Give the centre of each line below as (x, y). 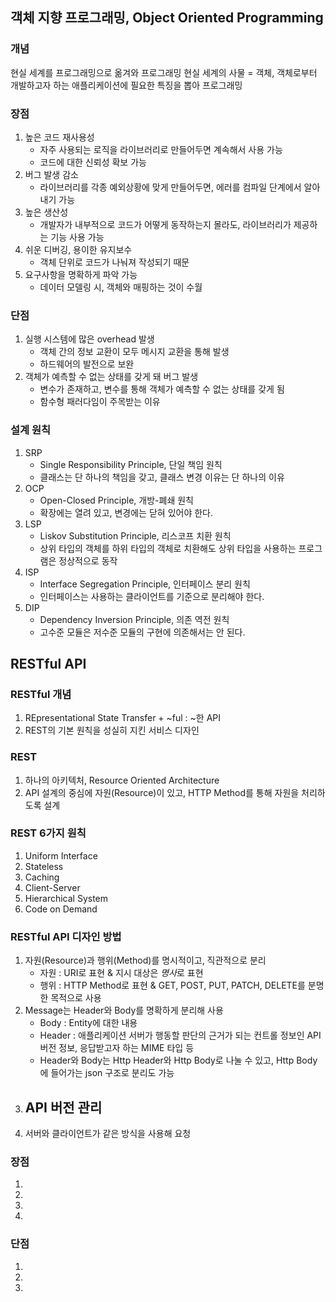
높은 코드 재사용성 (59, 137)
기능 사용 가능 (77, 237)
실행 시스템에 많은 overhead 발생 (89, 339)
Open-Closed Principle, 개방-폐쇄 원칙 (116, 500)
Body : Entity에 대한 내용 (88, 1023)
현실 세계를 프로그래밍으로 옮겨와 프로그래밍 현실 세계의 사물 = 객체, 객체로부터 (164, 72)
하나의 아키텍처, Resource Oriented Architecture (122, 780)
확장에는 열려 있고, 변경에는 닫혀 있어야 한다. (126, 512)
